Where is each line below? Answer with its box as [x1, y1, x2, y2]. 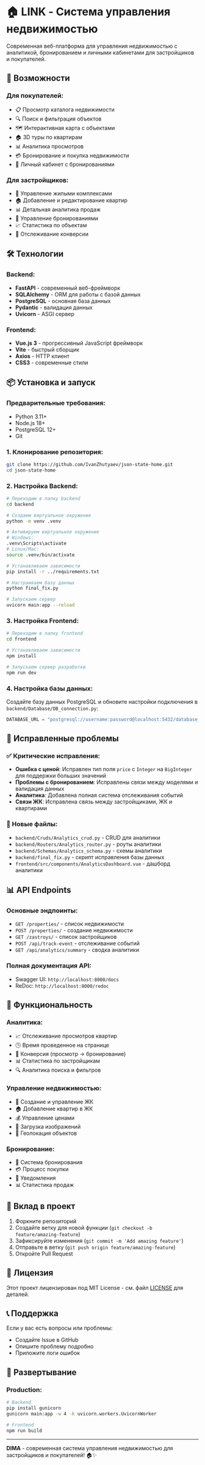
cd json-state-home [6, 467, 56, 473]
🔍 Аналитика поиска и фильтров [15, 1066, 101, 1074]
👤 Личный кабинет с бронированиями [15, 160, 115, 168]
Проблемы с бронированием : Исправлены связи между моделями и [15, 778, 198, 786]
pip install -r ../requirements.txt [6, 568, 99, 574]
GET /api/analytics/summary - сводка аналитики [15, 946, 139, 954]
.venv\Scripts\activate [6, 540, 67, 547]
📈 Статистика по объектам [15, 221, 87, 228]
